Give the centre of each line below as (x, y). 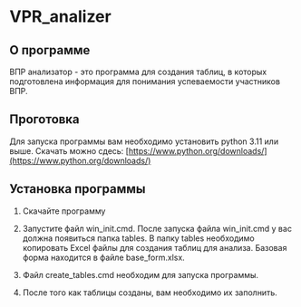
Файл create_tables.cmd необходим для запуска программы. (141, 274)
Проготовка (44, 120)
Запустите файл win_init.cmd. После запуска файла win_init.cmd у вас (157, 228)
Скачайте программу (64, 211)
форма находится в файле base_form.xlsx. (104, 257)
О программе (50, 50)
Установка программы (78, 189)
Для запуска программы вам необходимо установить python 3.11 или (144, 141)
